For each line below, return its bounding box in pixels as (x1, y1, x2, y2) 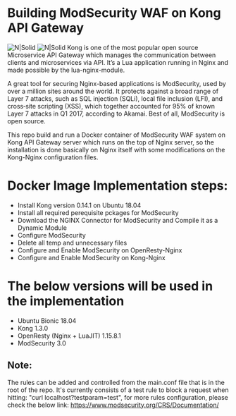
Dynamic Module (17, 224, 67, 232)
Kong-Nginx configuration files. (7, 153, 99, 161)
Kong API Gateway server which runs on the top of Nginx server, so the (7, 137, 215, 146)
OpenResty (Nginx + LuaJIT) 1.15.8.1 (17, 331, 121, 340)
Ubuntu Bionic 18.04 (17, 316, 77, 325)
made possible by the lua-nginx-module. (7, 66, 125, 74)
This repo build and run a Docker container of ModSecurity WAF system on (7, 130, 225, 139)
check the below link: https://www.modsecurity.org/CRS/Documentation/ (7, 400, 220, 409)
